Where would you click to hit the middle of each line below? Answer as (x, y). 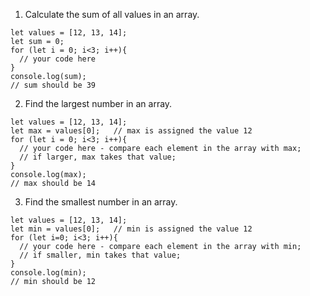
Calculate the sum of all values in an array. (112, 14)
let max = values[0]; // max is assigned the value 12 (131, 131)
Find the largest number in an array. (98, 103)
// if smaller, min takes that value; (100, 255)
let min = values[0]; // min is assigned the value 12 (131, 229)
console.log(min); (48, 273)
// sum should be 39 (53, 85)
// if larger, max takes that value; (98, 157)
